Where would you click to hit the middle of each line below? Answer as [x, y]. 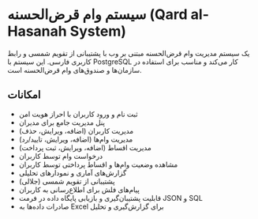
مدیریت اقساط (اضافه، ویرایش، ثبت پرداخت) [85, 147]
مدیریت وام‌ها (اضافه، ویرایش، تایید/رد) [76, 139]
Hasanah [37, 31]
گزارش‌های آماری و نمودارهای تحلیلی [73, 172]
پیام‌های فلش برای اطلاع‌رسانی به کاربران [79, 189]
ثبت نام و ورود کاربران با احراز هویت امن [79, 114]
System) [98, 31]
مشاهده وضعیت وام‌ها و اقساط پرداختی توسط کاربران [98, 164]
